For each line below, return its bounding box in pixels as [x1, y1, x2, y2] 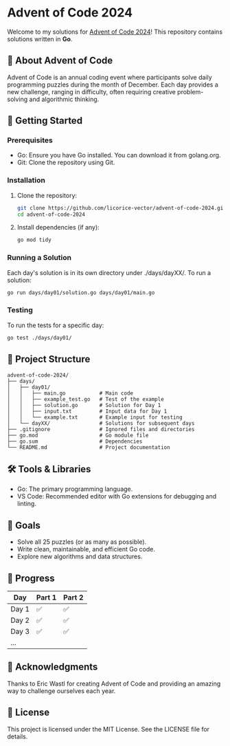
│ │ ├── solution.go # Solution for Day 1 [7, 402, 161, 408]
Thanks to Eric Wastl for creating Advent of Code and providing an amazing [7, 679, 221, 688]
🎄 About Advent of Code [7, 55, 113, 67]
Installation [7, 175, 46, 185]
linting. [16, 500, 36, 508]
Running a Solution [7, 253, 72, 263]
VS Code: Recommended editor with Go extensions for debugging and [16, 492, 217, 501]
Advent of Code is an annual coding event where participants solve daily [7, 73, 213, 81]
